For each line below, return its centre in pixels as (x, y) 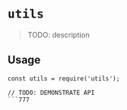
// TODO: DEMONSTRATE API (51, 92)
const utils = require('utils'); (64, 79)
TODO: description (59, 35)
